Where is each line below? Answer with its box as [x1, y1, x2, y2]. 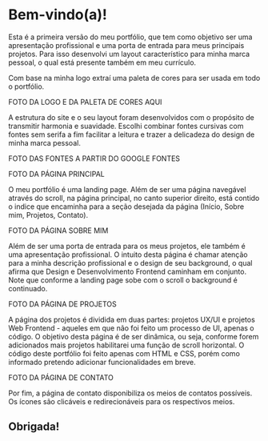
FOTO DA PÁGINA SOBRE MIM [8, 226, 109, 235]
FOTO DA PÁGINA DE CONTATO [8, 372, 114, 382]
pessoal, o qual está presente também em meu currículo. [8, 58, 197, 67]
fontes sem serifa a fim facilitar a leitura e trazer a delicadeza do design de [8, 130, 255, 139]
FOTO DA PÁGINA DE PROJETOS [8, 299, 118, 309]
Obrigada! [8, 420, 60, 434]
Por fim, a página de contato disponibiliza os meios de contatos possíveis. [8, 388, 253, 398]
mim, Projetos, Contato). [8, 210, 89, 219]
